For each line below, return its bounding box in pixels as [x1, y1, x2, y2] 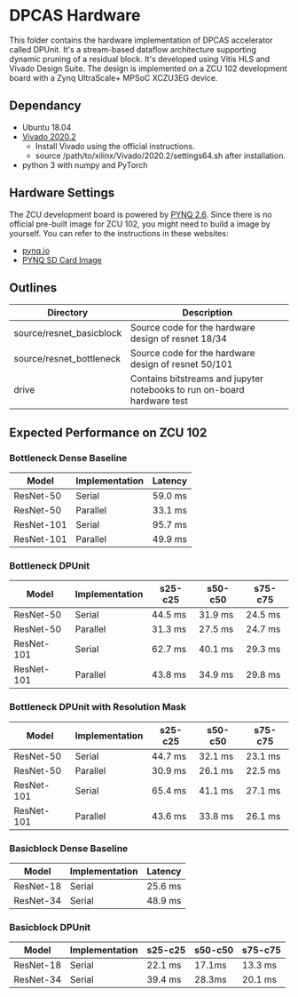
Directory [47, 307, 89, 319]
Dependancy [9, 99, 82, 114]
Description [182, 307, 233, 319]
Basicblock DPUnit [9, 921, 91, 933]
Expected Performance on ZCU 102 [9, 425, 208, 440]
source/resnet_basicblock [13, 327, 122, 339]
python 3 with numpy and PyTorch [21, 159, 148, 170]
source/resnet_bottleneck [13, 353, 122, 365]
